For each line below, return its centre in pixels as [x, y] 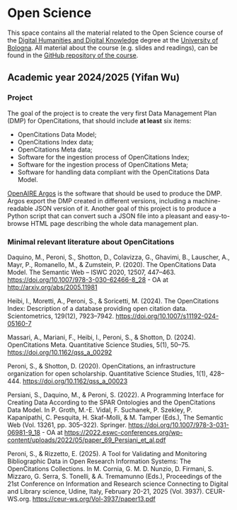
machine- [207, 200]
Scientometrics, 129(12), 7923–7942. [61, 316]
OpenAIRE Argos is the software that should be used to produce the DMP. [115, 193]
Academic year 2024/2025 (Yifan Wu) [94, 78]
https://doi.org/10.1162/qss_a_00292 [60, 352]
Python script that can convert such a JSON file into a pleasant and [105, 216]
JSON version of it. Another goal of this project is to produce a [126, 208]
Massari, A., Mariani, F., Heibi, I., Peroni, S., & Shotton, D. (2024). [102, 337]
